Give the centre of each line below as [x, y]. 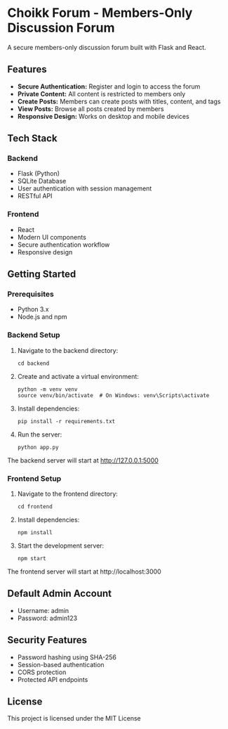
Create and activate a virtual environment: [78, 376]
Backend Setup [34, 335]
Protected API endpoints [53, 679]
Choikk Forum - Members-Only [100, 13]
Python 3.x [33, 309]
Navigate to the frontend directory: [67, 494]
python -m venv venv [47, 389]
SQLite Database [42, 181]
